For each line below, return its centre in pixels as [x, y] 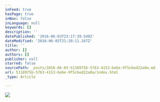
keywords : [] [18, 28]
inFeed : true [18, 9]
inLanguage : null [23, 23]
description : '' [21, 32]
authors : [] [17, 54]
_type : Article [20, 77]
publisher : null [21, 59]
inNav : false [18, 18]
